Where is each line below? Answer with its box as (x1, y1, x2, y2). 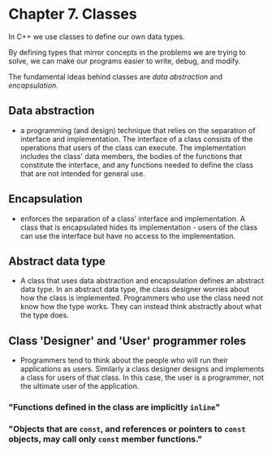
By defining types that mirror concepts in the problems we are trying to (8, 47, 246, 57)
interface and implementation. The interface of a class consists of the (19, 134, 253, 144)
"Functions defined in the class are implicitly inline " (8, 402, 221, 413)
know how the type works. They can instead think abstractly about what (19, 302, 262, 312)
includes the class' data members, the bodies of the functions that (19, 151, 243, 161)
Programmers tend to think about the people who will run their (19, 355, 229, 365)
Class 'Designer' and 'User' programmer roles (8, 334, 246, 347)
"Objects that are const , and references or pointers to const (8, 424, 246, 435)
